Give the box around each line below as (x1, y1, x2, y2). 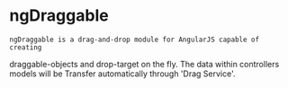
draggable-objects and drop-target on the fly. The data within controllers (9, 58, 280, 69)
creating (9, 42, 42, 52)
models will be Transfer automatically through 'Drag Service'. (9, 68, 236, 79)
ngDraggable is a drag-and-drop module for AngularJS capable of (9, 35, 259, 44)
